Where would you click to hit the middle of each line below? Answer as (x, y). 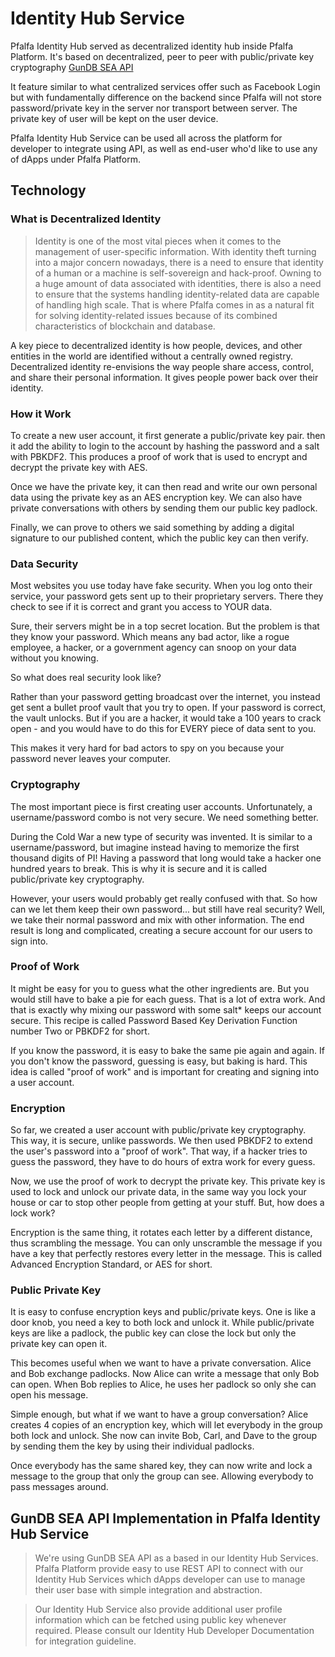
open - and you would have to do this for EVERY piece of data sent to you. (163, 729)
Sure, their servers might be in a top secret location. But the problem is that (165, 626)
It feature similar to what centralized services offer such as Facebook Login (165, 86)
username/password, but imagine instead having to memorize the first (155, 847)
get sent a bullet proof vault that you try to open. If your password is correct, (168, 708)
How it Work (41, 414)
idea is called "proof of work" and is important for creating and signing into (165, 1071)
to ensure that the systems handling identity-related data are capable (177, 294)
